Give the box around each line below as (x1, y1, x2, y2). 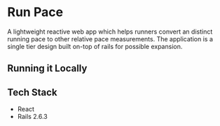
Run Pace (7, 4, 64, 20)
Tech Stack (7, 86, 57, 98)
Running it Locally (7, 62, 88, 74)
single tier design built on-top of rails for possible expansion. (7, 42, 183, 50)
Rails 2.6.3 (17, 113, 48, 121)
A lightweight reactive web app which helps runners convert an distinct (7, 27, 213, 36)
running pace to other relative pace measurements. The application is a (7, 34, 214, 43)
